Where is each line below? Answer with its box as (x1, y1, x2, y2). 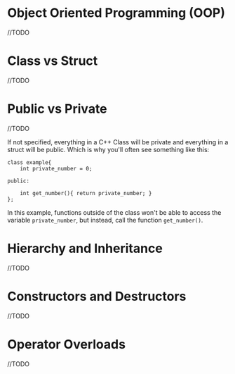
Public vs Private (7, 101, 107, 117)
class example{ (7, 158, 52, 166)
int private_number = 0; (20, 165, 93, 172)
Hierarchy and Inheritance (7, 241, 163, 256)
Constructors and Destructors (7, 288, 187, 304)
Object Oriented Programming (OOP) (7, 5, 226, 21)
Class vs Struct (7, 53, 98, 69)
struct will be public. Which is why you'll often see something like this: (7, 145, 210, 154)
